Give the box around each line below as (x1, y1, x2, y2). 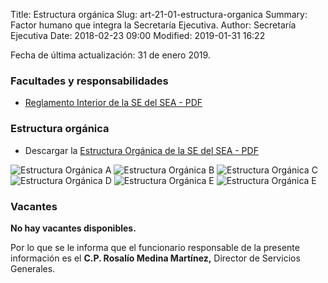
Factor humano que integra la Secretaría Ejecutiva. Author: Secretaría (10, 19, 297, 31)
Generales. (10, 262, 56, 274)
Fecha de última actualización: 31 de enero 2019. (10, 49, 211, 61)
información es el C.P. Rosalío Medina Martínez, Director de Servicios (10, 252, 301, 264)
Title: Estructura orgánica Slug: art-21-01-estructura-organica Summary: (10, 9, 308, 20)
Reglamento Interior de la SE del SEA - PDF (24, 97, 203, 109)
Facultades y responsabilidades (10, 74, 169, 88)
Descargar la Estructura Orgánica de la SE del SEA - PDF (24, 144, 259, 156)
